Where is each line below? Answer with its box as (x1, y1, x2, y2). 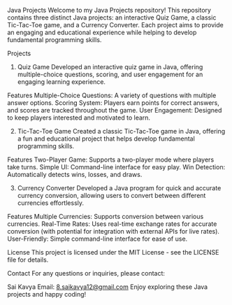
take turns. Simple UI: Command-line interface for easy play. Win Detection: (7, 163, 226, 171)
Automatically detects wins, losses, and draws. (7, 171, 143, 178)
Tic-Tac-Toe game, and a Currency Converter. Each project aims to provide (7, 21, 224, 29)
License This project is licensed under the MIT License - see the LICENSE (7, 248, 219, 256)
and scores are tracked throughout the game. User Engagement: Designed (7, 106, 222, 114)
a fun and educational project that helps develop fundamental (17, 134, 196, 143)
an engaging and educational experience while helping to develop (7, 28, 197, 36)
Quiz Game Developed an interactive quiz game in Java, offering (17, 63, 203, 71)
